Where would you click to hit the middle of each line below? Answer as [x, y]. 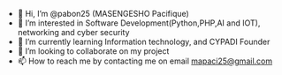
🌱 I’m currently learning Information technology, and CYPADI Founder [144, 41]
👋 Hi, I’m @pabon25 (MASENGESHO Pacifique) [103, 14]
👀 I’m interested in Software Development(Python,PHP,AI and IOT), [139, 23]
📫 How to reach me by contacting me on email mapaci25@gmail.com [145, 61]
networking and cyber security [73, 32]
